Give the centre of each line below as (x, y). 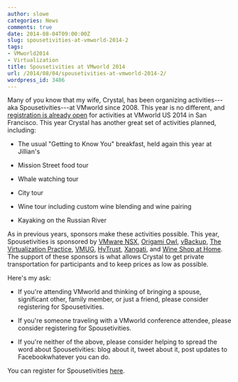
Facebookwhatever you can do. (64, 357)
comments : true (30, 27)
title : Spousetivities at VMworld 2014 (66, 67)
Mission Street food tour (53, 165)
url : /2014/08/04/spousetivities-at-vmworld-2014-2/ (87, 73)
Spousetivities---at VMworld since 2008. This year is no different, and (122, 108)
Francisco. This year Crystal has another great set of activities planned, (112, 123)
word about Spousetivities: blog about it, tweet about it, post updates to (122, 349)
